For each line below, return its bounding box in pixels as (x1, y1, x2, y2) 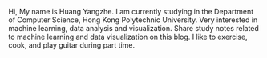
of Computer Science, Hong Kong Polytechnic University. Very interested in (8, 15, 258, 25)
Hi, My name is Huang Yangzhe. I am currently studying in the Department (8, 7, 254, 16)
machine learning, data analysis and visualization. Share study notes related (8, 24, 259, 33)
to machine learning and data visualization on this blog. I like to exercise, (8, 32, 248, 41)
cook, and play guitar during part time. (8, 41, 135, 50)
